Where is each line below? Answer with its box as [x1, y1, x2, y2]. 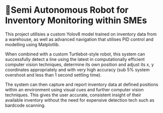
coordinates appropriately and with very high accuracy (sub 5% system [5, 66, 150, 73]
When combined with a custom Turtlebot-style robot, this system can [5, 51, 145, 57]
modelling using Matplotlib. [5, 41, 60, 47]
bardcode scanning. [5, 102, 46, 108]
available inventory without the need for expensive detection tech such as [5, 97, 155, 103]
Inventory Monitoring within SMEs [5, 15, 147, 26]
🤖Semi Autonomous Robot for [5, 4, 129, 16]
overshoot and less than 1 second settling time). [5, 72, 102, 78]
